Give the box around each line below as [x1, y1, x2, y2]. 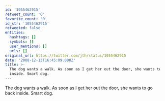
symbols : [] [9, 39, 34, 44]
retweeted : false [5, 26, 41, 31]
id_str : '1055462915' [5, 21, 50, 26]
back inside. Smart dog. [5, 90, 54, 96]
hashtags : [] [9, 35, 36, 40]
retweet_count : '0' [5, 12, 45, 17]
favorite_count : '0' [5, 16, 48, 21]
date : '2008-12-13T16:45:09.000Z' [5, 58, 76, 63]
